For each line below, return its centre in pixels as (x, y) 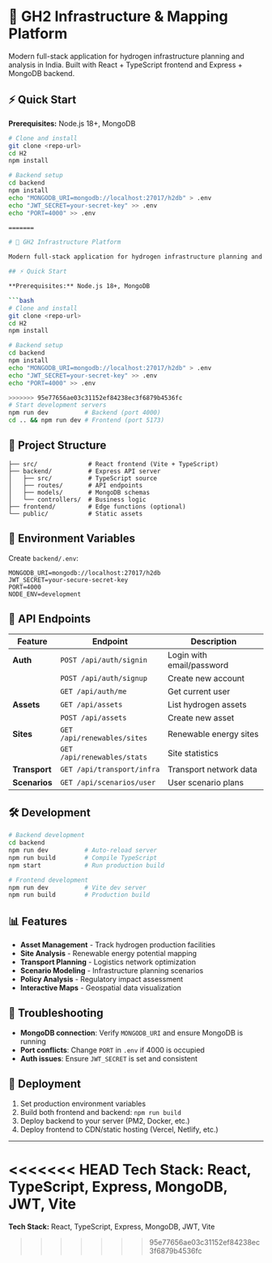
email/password (198, 666)
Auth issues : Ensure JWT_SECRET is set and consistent (109, 1058)
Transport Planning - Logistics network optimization (108, 962)
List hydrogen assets (207, 705)
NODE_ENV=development (45, 594)
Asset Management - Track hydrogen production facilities (118, 945)
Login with (187, 655)
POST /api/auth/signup (104, 678)
